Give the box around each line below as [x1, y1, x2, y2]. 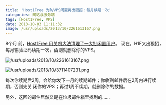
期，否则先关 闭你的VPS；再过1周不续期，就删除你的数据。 [5, 84, 128, 90]
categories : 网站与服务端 [5, 12, 56, 17]
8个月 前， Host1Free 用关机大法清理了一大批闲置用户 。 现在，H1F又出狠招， [5, 41, 164, 47]
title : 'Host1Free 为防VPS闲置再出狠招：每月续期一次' [5, 7, 112, 13]
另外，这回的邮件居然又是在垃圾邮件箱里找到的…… [5, 94, 110, 100]
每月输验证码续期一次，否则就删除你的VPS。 [5, 47, 98, 53]
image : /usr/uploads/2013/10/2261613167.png [5, 26, 100, 31]
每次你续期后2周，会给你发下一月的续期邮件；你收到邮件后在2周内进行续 [5, 77, 157, 83]
